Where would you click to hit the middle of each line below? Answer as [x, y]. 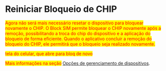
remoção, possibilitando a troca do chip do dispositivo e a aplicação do [78, 33]
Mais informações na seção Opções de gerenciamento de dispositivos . [78, 63]
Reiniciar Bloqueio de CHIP [61, 9]
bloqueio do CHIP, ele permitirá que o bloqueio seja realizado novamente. [80, 44]
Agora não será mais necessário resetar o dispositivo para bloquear [74, 23]
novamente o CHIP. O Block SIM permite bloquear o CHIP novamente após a [83, 28]
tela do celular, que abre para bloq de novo [49, 54]
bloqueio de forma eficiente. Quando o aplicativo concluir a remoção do [79, 39]
